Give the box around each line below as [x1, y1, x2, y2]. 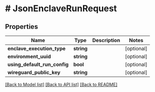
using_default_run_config [7, 61, 69, 68]
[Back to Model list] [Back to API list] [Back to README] [5, 82, 118, 87]
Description [92, 37, 120, 44]
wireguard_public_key [7, 69, 60, 76]
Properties [5, 23, 38, 31]
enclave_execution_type [7, 45, 66, 52]
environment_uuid [7, 53, 51, 60]
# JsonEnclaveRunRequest [5, 3, 117, 14]
